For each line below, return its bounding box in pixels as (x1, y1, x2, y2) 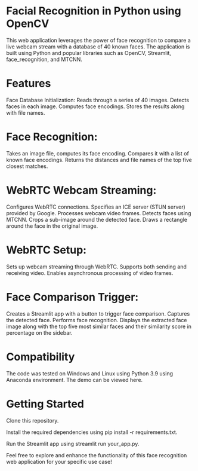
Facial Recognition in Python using (6, 4, 181, 18)
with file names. (6, 109, 45, 116)
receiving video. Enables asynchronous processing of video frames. (6, 269, 174, 276)
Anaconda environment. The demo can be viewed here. (6, 376, 143, 383)
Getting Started (6, 397, 85, 411)
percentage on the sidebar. (6, 329, 73, 336)
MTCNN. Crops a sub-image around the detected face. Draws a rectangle (6, 216, 188, 223)
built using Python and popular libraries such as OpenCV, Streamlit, (6, 49, 172, 56)
